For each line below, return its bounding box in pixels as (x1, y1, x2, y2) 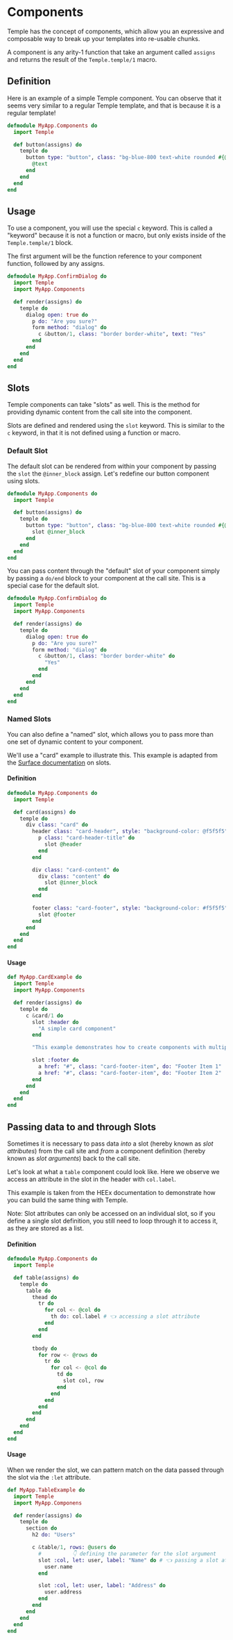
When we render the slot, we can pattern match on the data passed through (7, 1466, 224, 1474)
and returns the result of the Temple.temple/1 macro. (7, 55, 157, 63)
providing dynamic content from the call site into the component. (7, 408, 193, 417)
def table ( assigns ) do (13, 1274, 79, 1281)
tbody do (32, 1345, 58, 1352)
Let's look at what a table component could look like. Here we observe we (7, 1167, 220, 1175)
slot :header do (32, 1019, 79, 1026)
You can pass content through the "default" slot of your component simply (7, 567, 221, 575)
